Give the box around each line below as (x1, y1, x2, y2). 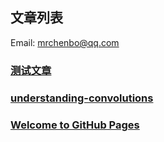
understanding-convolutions (10, 91, 154, 105)
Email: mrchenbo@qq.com (10, 36, 120, 48)
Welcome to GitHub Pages (10, 118, 140, 132)
